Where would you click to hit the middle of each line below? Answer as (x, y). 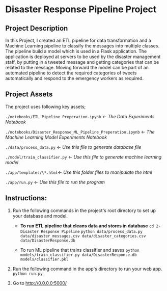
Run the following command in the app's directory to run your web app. (87, 269)
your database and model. (40, 216)
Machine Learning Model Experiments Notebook (56, 137)
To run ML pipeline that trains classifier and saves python (80, 250)
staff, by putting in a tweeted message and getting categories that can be (82, 62)
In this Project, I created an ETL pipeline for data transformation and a (78, 40)
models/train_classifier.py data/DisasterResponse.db (78, 255)
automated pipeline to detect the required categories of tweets (71, 73)
